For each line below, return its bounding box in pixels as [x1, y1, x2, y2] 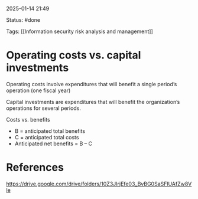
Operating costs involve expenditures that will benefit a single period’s [6, 80, 177, 87]
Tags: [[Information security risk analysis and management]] [6, 28, 154, 35]
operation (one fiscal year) [6, 87, 71, 94]
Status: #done [6, 17, 40, 23]
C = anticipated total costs [14, 133, 79, 141]
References [6, 161, 64, 174]
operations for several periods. [6, 105, 82, 112]
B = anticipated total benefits [14, 127, 86, 135]
